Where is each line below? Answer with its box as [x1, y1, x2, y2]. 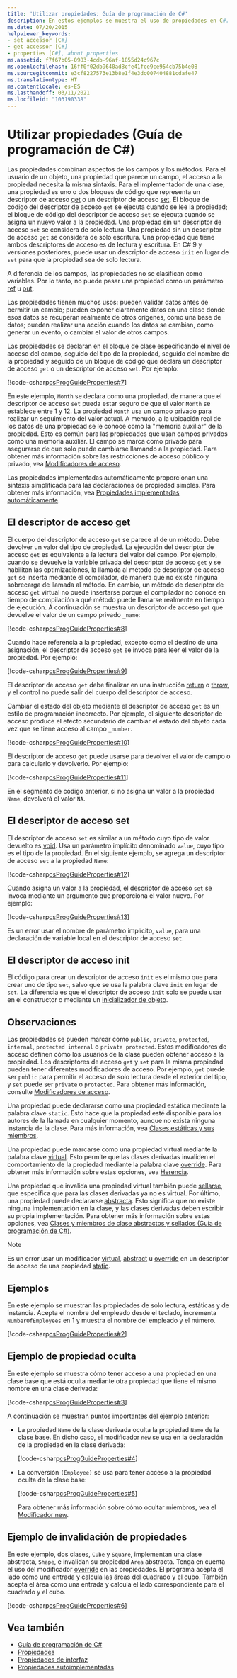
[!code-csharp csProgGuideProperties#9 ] [7, 667, 127, 675]
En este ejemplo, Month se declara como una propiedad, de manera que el [7, 391, 222, 400]
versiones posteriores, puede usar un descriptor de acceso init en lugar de [7, 247, 229, 256]
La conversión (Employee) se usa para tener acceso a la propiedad [17, 1468, 212, 1476]
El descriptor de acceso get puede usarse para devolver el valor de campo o [7, 752, 231, 760]
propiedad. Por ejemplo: [7, 653, 78, 661]
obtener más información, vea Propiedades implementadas [7, 488, 180, 497]
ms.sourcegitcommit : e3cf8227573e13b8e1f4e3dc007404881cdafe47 [7, 69, 198, 77]
